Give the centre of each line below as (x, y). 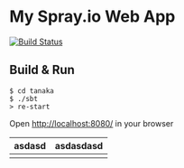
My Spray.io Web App (92, 17)
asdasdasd (79, 145)
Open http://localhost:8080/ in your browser (92, 123)
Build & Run (42, 70)
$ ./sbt (24, 98)
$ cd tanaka (32, 91)
